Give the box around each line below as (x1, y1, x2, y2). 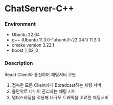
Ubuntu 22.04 (11, 32, 40, 37)
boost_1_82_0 (11, 47, 39, 53)
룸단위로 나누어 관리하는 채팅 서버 (11, 88, 76, 94)
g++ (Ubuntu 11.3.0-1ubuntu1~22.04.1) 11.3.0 (11, 37, 101, 43)
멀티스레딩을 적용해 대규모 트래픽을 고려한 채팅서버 (11, 94, 109, 100)
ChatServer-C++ (4, 3, 74, 14)
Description (4, 60, 33, 67)
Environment (4, 21, 36, 28)
